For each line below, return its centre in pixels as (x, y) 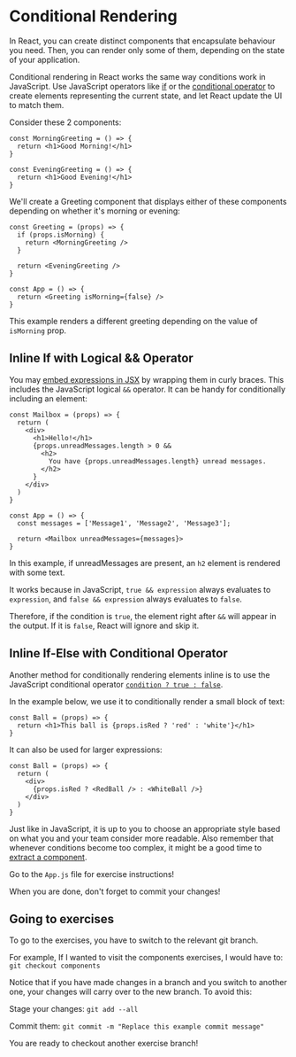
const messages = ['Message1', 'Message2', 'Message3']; (124, 523)
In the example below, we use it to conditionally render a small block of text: (147, 701)
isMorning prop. (38, 330)
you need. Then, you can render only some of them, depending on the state (147, 50)
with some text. (37, 572)
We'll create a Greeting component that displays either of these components (148, 201)
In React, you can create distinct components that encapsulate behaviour (142, 41)
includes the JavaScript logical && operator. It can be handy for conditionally (147, 389)
